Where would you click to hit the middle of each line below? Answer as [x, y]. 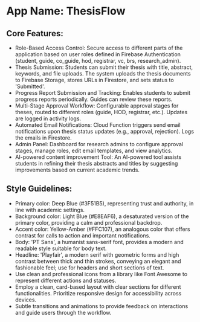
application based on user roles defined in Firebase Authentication [98, 54]
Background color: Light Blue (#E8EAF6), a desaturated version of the [102, 216]
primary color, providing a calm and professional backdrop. [89, 222]
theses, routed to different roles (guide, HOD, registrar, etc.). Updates [101, 112]
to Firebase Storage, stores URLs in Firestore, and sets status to [94, 80]
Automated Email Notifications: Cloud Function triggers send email [98, 125]
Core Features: [35, 34]
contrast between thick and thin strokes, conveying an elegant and [98, 261]
